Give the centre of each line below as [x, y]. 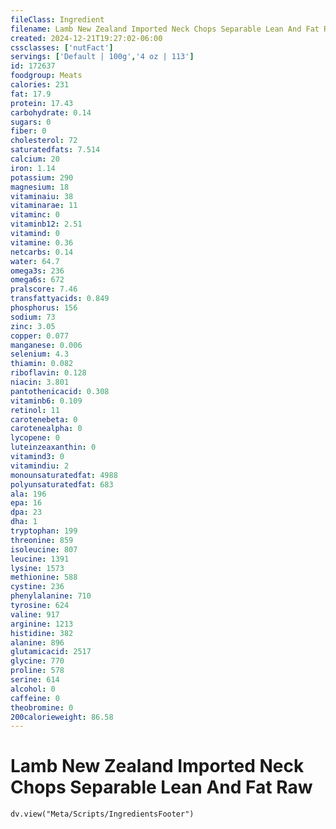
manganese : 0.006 [46, 345]
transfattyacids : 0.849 [60, 299]
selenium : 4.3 [40, 354]
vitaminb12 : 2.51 [46, 224]
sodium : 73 [33, 317]
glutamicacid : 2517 [51, 652]
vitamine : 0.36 [42, 242]
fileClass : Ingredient [57, 19]
